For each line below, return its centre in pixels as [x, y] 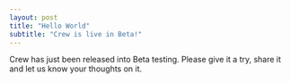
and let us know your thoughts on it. [76, 69]
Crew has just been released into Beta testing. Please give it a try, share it [145, 60]
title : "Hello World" [50, 26]
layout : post [34, 17]
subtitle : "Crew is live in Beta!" [76, 34]
